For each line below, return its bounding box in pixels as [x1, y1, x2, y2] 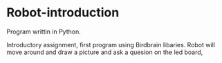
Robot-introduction [6, 5, 120, 21]
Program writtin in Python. [6, 27, 81, 36]
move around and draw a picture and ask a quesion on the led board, [6, 48, 203, 56]
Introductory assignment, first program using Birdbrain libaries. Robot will [6, 40, 216, 49]
